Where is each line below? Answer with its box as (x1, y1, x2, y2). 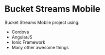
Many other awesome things (11, 44, 69, 50)
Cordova (11, 29, 29, 35)
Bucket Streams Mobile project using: (4, 19, 80, 25)
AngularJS (11, 34, 33, 40)
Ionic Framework (11, 39, 46, 45)
